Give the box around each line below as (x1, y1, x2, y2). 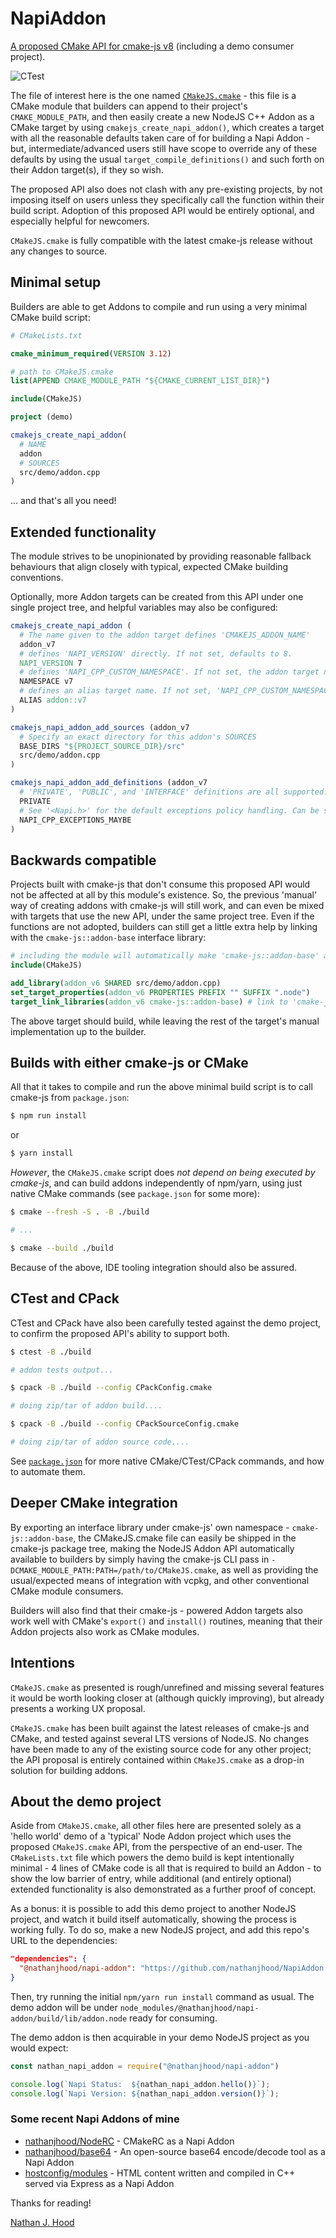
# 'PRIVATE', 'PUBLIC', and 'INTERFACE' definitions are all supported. (19, 787, 329, 797)
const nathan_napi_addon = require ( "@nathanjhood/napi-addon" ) (10, 2061, 280, 2071)
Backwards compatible (10, 852, 157, 869)
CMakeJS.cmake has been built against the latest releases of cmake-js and (10, 1722, 310, 1734)
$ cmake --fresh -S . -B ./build (10, 1207, 150, 1217)
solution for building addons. (10, 1764, 128, 1776)
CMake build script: (10, 311, 91, 323)
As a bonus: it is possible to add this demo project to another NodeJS (10, 1903, 297, 1915)
